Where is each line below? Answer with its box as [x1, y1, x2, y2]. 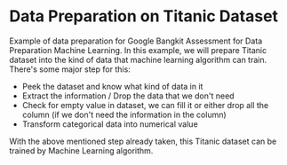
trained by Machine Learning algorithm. [9, 145, 154, 156]
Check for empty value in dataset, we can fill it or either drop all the [21, 99, 269, 110]
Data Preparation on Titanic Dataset [9, 6, 278, 27]
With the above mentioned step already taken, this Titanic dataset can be [9, 136, 277, 146]
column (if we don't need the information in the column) [21, 109, 227, 120]
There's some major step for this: [9, 64, 131, 75]
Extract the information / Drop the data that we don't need [21, 90, 235, 101]
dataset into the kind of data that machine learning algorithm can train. [9, 54, 267, 65]
